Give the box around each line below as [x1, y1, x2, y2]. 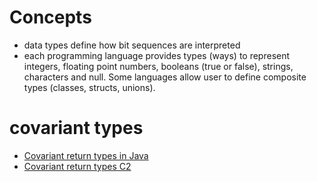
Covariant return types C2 [23, 160, 132, 172]
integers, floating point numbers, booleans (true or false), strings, [23, 60, 294, 72]
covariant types [9, 117, 144, 140]
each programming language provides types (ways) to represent [23, 49, 291, 61]
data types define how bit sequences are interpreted [23, 39, 241, 51]
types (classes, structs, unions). [23, 81, 156, 93]
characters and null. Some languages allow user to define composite [23, 71, 307, 83]
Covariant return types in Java [23, 149, 149, 161]
